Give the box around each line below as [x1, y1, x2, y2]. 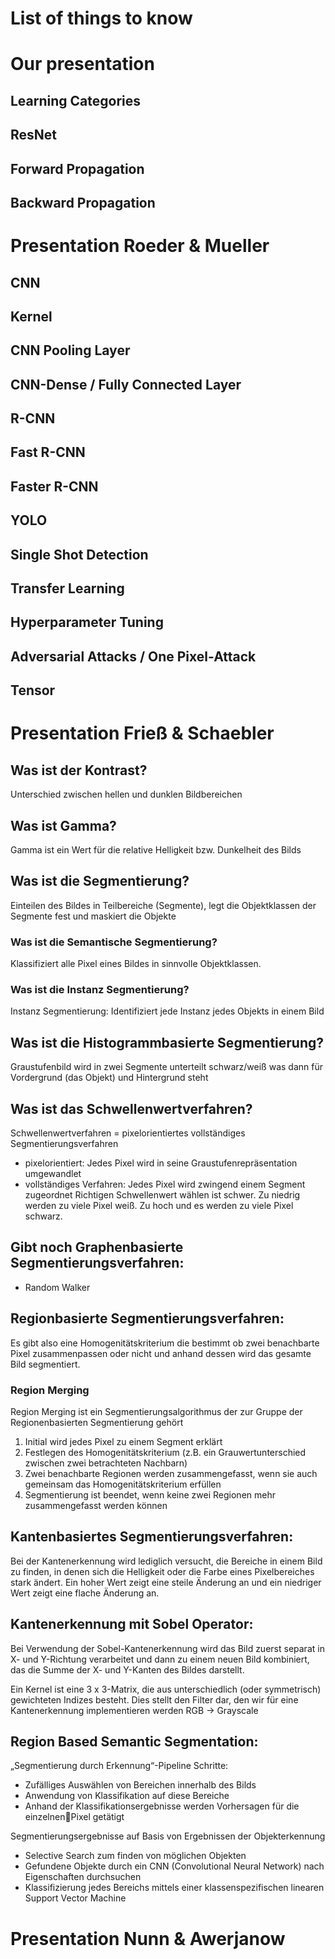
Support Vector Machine [24, 1892, 127, 1904]
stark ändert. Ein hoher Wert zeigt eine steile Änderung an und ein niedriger [10, 1576, 322, 1588]
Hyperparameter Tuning [10, 614, 164, 631]
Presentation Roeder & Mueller [10, 235, 270, 257]
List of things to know [10, 7, 193, 30]
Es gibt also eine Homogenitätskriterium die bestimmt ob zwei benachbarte [10, 1337, 320, 1349]
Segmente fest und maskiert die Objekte [10, 910, 177, 922]
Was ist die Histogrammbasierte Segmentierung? [10, 1034, 325, 1051]
